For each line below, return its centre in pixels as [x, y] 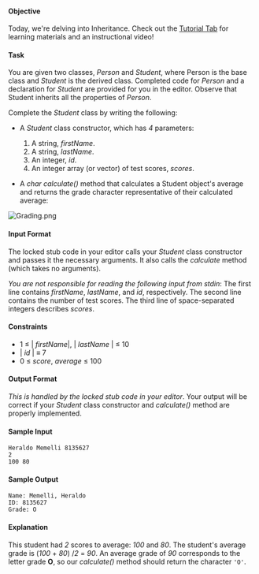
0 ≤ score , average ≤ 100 [61, 361]
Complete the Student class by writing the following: [93, 113]
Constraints [28, 326]
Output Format [33, 379]
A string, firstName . [63, 143]
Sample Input [30, 431]
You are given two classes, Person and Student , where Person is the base [128, 73]
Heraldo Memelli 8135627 [49, 448]
